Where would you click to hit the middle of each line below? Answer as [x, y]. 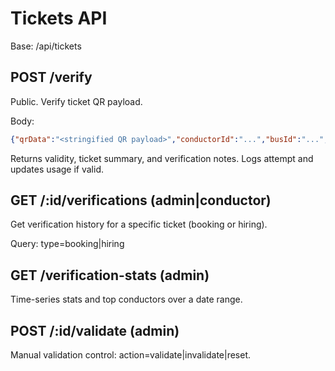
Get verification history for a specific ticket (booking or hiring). [139, 224]
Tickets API [59, 18]
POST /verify [51, 77]
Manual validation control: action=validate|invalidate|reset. [131, 355]
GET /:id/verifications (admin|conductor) [141, 200]
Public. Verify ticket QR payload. [76, 101]
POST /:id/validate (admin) [95, 330]
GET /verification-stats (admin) [110, 275]
